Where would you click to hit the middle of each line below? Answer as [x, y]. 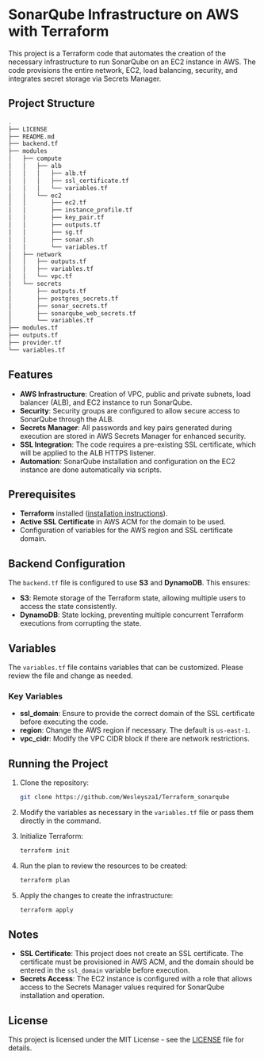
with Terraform [59, 31]
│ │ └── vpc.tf [40, 276]
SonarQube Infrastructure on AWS [124, 15]
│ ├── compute [35, 159]
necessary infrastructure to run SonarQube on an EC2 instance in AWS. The [132, 62]
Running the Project [58, 763]
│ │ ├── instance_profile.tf [71, 210]
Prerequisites [42, 494]
